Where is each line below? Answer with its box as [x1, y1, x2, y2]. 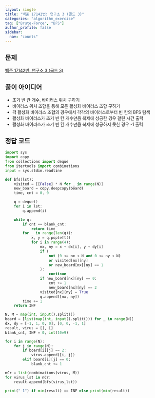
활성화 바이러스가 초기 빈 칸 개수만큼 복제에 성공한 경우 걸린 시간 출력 [12, 115, 144, 121]
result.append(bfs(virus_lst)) [14, 379, 77, 384]
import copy [5, 154, 29, 160]
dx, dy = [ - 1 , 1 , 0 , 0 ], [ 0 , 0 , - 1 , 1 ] [5, 321, 86, 326]
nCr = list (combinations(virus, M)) [5, 370, 79, 375]
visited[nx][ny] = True [39, 289, 89, 295]
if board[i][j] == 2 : [22, 348, 67, 353]
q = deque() [14, 199, 38, 205]
